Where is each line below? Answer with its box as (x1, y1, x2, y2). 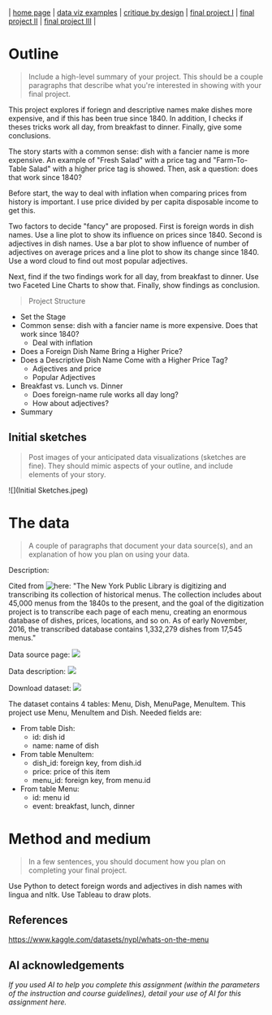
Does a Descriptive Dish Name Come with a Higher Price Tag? (19, 355, 229, 365)
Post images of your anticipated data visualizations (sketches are (28, 452, 247, 462)
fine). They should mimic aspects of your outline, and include (28, 461, 234, 470)
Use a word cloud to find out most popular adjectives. (8, 256, 188, 265)
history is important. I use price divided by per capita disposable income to (8, 196, 259, 207)
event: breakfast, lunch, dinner (32, 801, 136, 811)
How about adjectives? (32, 398, 110, 408)
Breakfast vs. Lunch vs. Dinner (19, 381, 123, 391)
